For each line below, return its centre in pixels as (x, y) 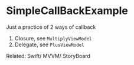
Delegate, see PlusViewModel (49, 45)
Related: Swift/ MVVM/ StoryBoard (48, 56)
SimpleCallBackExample (67, 11)
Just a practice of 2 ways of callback (51, 27)
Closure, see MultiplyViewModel (53, 38)
